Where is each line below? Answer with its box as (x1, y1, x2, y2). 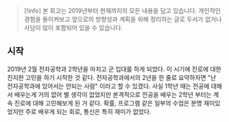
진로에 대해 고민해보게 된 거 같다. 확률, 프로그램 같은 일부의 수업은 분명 (14, 99, 202, 107)
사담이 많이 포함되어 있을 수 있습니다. (23, 24, 123, 31)
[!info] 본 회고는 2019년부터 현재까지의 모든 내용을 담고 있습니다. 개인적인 (23, 7, 221, 14)
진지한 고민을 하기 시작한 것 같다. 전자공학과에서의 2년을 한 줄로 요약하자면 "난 (7, 73, 217, 81)
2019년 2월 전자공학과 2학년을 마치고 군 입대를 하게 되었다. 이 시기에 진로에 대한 (7, 65, 221, 73)
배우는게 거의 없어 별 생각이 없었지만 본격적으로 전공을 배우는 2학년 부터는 (14, 90, 212, 98)
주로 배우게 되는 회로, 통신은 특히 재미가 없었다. (25, 107, 152, 115)
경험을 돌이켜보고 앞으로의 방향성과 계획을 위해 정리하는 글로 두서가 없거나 (23, 15, 222, 23)
